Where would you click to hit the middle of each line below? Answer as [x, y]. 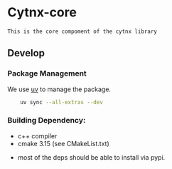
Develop [26, 53]
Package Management [47, 73]
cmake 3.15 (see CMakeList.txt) [63, 143]
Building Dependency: [47, 121]
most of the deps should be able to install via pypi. [91, 157]
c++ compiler [37, 135]
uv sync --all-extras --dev [61, 102]
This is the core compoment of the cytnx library [82, 31]
